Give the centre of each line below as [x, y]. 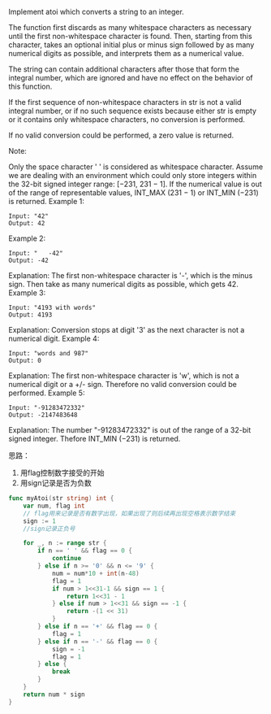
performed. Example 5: [47, 393]
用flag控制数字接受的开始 [62, 472]
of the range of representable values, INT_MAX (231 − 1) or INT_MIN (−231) [134, 193]
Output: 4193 [30, 315]
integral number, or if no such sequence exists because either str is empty [133, 111]
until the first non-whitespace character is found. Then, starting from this [131, 36]
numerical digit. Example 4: [54, 338]
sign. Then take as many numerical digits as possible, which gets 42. [124, 284]
